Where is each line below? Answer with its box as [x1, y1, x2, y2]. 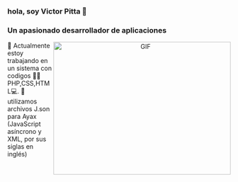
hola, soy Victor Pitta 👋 [7, 6, 87, 16]
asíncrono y [7, 127, 42, 136]
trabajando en [7, 57, 48, 65]
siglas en [7, 142, 34, 151]
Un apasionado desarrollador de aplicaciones [7, 25, 167, 35]
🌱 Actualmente [7, 42, 51, 50]
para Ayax [7, 113, 37, 121]
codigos [7, 72, 31, 80]
